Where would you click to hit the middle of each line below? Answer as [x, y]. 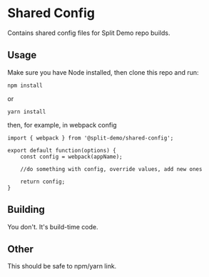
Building [26, 210]
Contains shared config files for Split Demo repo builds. [89, 33]
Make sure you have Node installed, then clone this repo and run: [103, 72]
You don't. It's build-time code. [53, 226]
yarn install [27, 112]
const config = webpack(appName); [71, 157]
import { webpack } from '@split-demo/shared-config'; [91, 138]
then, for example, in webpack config [62, 125]
